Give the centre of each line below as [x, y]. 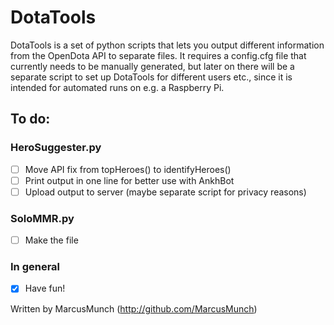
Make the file [51, 240]
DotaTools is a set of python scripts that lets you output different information [167, 45]
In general [35, 267]
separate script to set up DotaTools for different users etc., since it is [151, 77]
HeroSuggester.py [56, 148]
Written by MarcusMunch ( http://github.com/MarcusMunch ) [134, 308]
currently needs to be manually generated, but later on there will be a [152, 66]
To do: [30, 119]
